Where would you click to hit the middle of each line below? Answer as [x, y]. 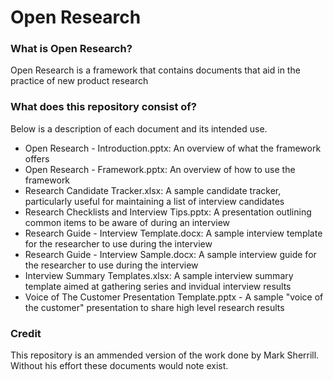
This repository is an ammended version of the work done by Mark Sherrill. [165, 355]
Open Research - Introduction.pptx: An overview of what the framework [173, 148]
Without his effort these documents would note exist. [119, 366]
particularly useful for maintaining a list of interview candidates [154, 201]
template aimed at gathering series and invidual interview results [158, 286]
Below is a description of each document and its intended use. [139, 128]
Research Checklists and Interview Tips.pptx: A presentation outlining [168, 212]
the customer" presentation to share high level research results [154, 307]
